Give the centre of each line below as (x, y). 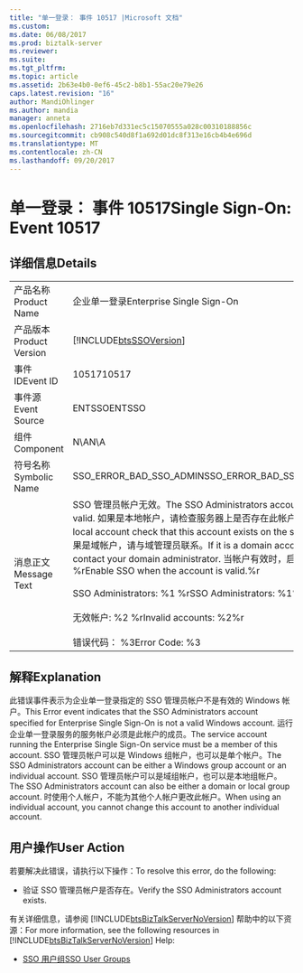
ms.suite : (28, 60)
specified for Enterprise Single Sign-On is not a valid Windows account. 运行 (151, 723)
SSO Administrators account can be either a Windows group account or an (148, 765)
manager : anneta (40, 118)
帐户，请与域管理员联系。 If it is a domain (186, 545)
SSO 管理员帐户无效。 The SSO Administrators (170, 504)
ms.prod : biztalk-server (56, 43)
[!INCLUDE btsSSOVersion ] (129, 340)
